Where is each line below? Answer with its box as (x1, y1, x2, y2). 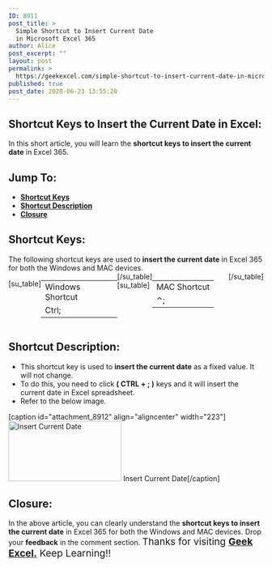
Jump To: (8, 171, 57, 185)
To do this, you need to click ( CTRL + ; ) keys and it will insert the (19, 378, 239, 389)
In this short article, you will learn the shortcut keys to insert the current (8, 139, 252, 148)
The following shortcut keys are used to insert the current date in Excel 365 (8, 254, 263, 264)
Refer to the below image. (19, 396, 107, 406)
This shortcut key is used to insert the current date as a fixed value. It (19, 361, 255, 371)
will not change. (19, 370, 74, 380)
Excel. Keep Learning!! (8, 548, 112, 560)
